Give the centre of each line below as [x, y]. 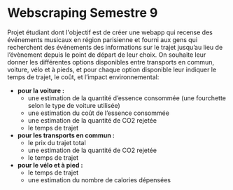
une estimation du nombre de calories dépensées [99, 179]
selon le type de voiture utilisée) [74, 105]
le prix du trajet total [57, 142]
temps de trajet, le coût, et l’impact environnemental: [83, 77]
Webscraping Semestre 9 [83, 13]
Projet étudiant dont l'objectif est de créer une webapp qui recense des [110, 32]
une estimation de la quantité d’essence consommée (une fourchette [127, 98]
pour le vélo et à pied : [50, 165]
